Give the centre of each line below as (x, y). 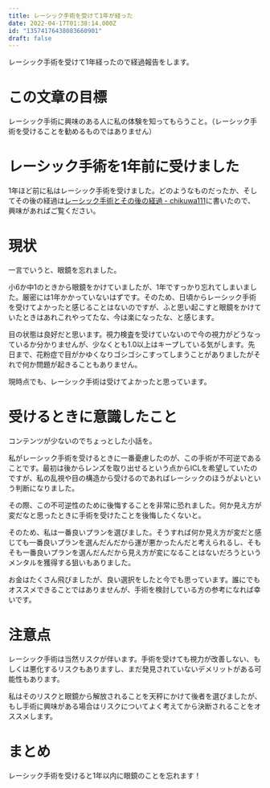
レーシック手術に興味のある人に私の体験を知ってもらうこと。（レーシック (129, 121)
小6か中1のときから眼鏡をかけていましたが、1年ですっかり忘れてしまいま (129, 287)
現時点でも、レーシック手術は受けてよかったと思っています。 (110, 382)
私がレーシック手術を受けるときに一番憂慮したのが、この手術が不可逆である (135, 458)
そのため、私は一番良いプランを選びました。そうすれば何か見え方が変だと (131, 532)
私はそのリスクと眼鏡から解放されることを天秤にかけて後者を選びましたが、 (135, 696)
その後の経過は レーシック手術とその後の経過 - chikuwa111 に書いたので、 (135, 201)
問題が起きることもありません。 (89, 365)
